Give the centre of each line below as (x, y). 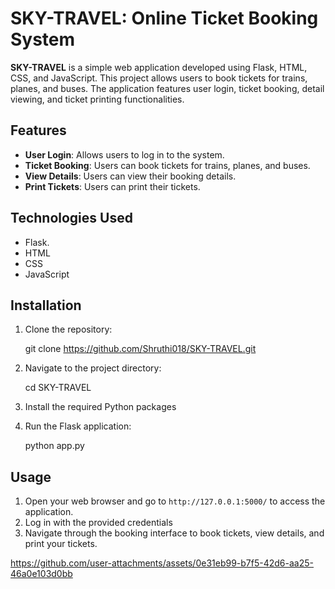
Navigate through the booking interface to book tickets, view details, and (174, 533)
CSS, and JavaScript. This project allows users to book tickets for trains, (159, 78)
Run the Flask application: (78, 426)
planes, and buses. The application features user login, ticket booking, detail (167, 88)
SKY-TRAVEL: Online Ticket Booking (164, 18)
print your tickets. (61, 544)
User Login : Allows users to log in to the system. (124, 154)
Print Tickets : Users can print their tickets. (112, 186)
